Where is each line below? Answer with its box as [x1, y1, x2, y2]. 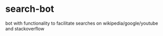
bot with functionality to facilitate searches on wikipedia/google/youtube [5, 20, 158, 26]
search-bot [5, 3, 54, 15]
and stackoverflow [5, 25, 45, 31]
